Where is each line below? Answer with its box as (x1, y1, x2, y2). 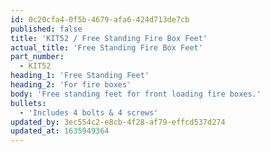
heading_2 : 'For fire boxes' (10, 80, 132, 90)
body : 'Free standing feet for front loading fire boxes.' (10, 89, 262, 99)
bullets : (10, 98, 47, 108)
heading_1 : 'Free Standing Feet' (10, 71, 150, 81)
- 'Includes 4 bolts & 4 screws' (19, 107, 159, 118)
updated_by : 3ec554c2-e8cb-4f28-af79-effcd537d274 (10, 117, 226, 127)
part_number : (10, 52, 65, 62)
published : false (10, 24, 83, 34)
